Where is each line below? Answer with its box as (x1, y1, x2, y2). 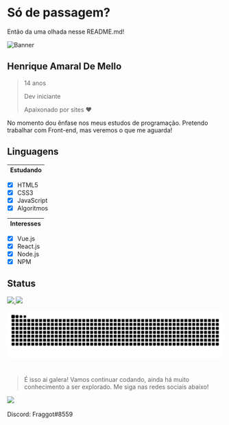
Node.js (16, 250, 40, 258)
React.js (16, 242, 40, 250)
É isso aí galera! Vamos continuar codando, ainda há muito (23, 375, 190, 383)
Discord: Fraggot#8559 (7, 410, 73, 418)
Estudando (10, 166, 43, 174)
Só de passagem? (7, 5, 111, 21)
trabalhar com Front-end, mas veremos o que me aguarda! (7, 125, 173, 134)
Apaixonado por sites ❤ (23, 105, 93, 114)
